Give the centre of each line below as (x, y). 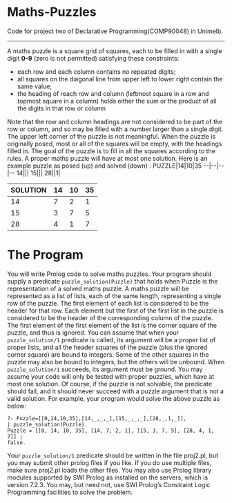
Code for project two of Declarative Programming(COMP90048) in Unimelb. (115, 31)
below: (17, 406)
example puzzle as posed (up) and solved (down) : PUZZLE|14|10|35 (105, 166)
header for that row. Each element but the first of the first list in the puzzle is (116, 310)
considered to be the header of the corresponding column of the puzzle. (110, 317)
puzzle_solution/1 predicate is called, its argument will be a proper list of (112, 339)
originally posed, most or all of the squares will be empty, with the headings (115, 144)
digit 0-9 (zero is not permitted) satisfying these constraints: (93, 58)
